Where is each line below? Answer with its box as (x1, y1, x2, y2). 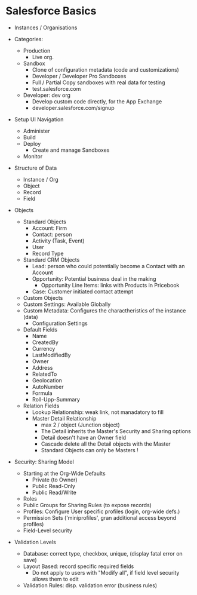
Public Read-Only (32, 482, 76, 489)
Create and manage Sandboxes (32, 146, 110, 154)
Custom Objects (23, 294, 63, 301)
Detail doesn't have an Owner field (41, 434, 127, 441)
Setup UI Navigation (14, 115, 64, 123)
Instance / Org (23, 176, 59, 183)
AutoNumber (32, 383, 64, 390)
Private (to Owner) (32, 476, 78, 483)
